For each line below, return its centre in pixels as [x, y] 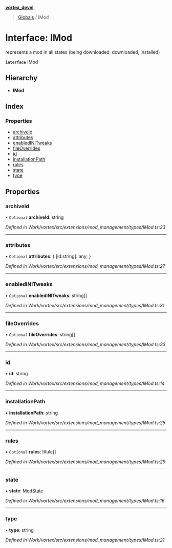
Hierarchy [21, 78]
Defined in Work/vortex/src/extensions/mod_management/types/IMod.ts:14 [85, 383]
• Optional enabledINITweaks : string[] [46, 295]
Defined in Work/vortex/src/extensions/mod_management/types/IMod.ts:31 [85, 305]
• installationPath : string [31, 413]
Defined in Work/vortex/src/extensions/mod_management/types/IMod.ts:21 [85, 540]
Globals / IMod [33, 17]
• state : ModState [24, 491]
